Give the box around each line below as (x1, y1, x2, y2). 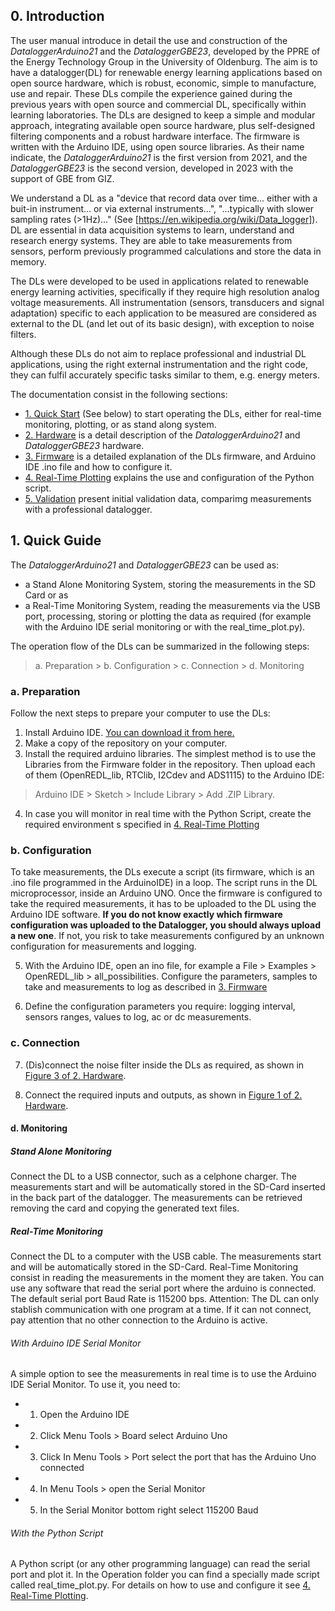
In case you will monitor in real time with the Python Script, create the (24, 807, 312, 819)
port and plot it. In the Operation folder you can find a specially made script (10, 1569, 320, 1581)
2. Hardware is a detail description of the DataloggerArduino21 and (24, 429, 301, 441)
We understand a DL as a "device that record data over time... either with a (10, 192, 318, 204)
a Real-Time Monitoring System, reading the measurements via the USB (24, 599, 321, 611)
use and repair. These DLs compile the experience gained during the (10, 87, 293, 99)
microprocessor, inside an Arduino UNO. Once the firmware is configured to (10, 887, 323, 899)
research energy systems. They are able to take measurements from (10, 234, 293, 246)
